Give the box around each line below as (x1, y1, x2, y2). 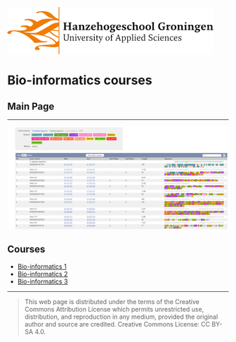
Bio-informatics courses (7, 73, 152, 88)
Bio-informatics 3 (17, 277, 68, 286)
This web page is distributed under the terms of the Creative (24, 297, 200, 306)
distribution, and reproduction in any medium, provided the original (24, 312, 218, 321)
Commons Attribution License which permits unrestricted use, (24, 305, 204, 313)
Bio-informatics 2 (17, 269, 68, 278)
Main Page (7, 100, 55, 112)
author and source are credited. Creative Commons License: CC (24, 319, 211, 328)
